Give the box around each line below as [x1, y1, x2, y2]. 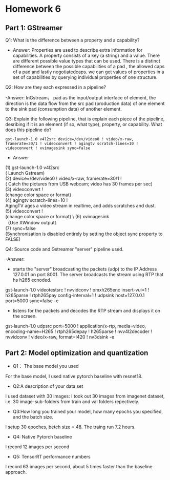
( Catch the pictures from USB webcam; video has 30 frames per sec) [5, 181, 153, 187]
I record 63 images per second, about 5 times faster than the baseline [5, 463, 153, 469]
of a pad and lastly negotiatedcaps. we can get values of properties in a [12, 69, 164, 75]
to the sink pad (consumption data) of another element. [5, 106, 122, 112]
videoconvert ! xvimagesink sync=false [5, 145, 91, 151]
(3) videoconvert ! [5, 186, 44, 192]
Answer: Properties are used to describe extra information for [12, 47, 143, 53]
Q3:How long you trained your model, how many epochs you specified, [12, 408, 163, 414]
